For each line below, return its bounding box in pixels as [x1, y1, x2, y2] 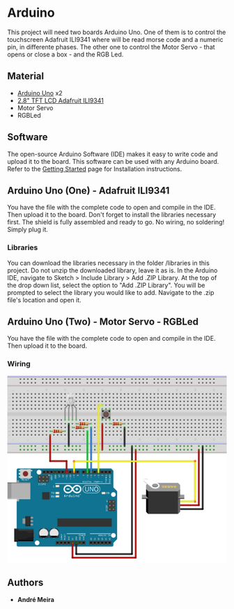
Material [7, 70, 44, 82]
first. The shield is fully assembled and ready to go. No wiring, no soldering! [7, 218, 225, 226]
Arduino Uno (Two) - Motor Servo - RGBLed [7, 316, 199, 328]
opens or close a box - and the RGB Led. [7, 50, 124, 59]
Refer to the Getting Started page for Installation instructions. [7, 164, 182, 173]
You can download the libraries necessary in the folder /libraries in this [7, 259, 210, 267]
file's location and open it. [7, 295, 81, 304]
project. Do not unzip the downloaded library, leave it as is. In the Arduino [7, 266, 218, 275]
